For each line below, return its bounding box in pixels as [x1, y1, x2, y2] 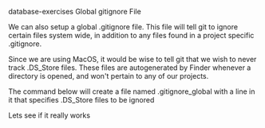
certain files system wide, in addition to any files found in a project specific [8, 31, 255, 40]
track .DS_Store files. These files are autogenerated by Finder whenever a [8, 63, 251, 72]
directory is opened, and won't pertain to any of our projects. [8, 72, 209, 80]
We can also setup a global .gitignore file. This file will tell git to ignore [8, 22, 238, 31]
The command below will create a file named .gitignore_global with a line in [8, 87, 255, 96]
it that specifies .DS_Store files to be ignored [8, 95, 155, 104]
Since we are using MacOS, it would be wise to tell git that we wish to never [8, 55, 257, 64]
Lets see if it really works [8, 111, 90, 120]
